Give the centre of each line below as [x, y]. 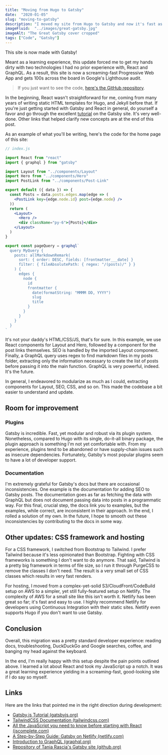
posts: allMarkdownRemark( [42, 255]
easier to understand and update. [40, 392]
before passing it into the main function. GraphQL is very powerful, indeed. [82, 366]
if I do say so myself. [26, 677]
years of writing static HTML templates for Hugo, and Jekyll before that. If [81, 103]
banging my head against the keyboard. [46, 651]
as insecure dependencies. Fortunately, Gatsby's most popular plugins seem [84, 455]
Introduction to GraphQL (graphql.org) [52, 741]
